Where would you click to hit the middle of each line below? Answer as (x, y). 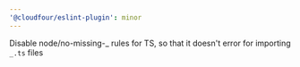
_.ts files (26, 52)
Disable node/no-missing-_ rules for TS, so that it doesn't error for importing (150, 43)
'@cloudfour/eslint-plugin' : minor (76, 17)
